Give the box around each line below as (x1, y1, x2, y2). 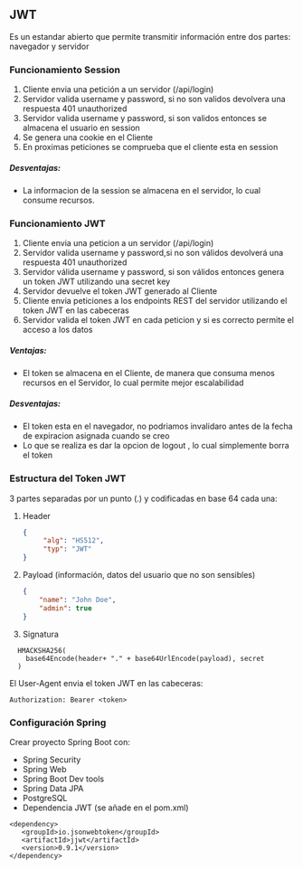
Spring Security (22, 754, 81, 765)
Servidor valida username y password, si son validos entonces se (22, 113, 267, 124)
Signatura (22, 628, 59, 639)
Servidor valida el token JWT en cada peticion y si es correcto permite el (22, 315, 294, 326)
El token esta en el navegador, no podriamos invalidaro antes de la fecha (22, 420, 293, 432)
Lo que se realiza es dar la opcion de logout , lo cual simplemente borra (22, 440, 289, 451)
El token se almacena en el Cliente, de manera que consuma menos (22, 368, 276, 379)
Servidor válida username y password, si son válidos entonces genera (22, 267, 285, 278)
